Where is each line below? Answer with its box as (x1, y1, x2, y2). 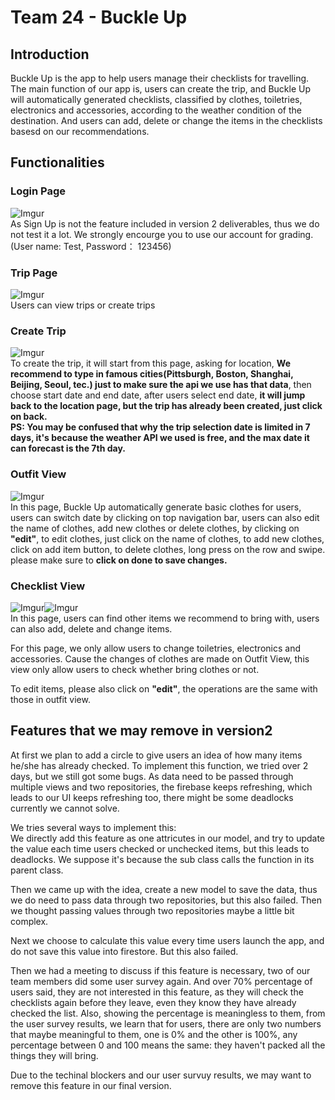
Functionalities (10, 154, 105, 171)
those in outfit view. (10, 693, 91, 705)
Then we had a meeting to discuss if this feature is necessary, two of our (10, 964, 311, 976)
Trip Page (10, 266, 58, 280)
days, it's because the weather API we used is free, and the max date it (10, 432, 310, 444)
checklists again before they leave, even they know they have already (10, 996, 297, 1008)
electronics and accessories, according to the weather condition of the (10, 104, 302, 116)
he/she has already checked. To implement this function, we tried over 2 (10, 759, 309, 771)
